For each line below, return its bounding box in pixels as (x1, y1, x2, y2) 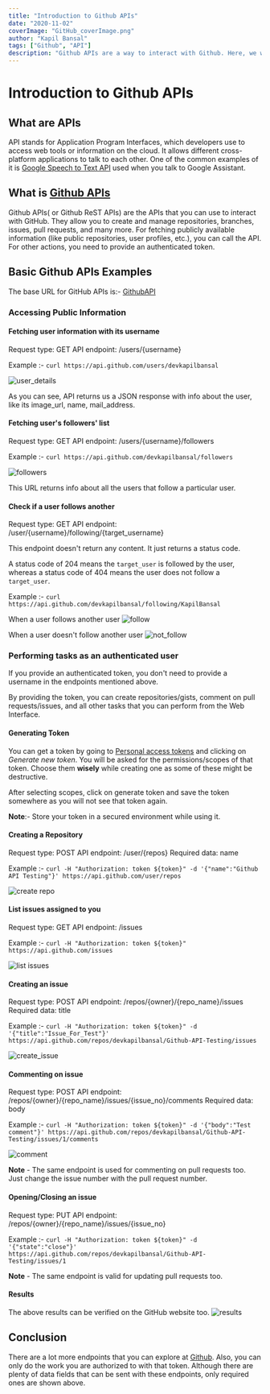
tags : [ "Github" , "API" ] (8, 42, 92, 50)
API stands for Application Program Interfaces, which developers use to (8, 138, 245, 147)
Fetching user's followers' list (8, 418, 110, 428)
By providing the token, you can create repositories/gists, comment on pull (8, 693, 256, 702)
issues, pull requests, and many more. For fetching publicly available (8, 225, 235, 234)
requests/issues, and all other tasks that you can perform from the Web (8, 701, 245, 711)
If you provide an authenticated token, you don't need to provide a (8, 668, 227, 678)
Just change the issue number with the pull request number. (8, 1173, 207, 1184)
